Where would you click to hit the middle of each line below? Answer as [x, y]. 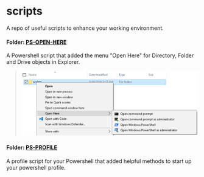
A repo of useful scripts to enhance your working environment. [85, 28]
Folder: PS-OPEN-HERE [37, 42]
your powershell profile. [36, 167]
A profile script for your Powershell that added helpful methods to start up [99, 161]
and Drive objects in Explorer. [43, 62]
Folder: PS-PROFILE [32, 147]
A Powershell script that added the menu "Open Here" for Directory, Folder [100, 55]
